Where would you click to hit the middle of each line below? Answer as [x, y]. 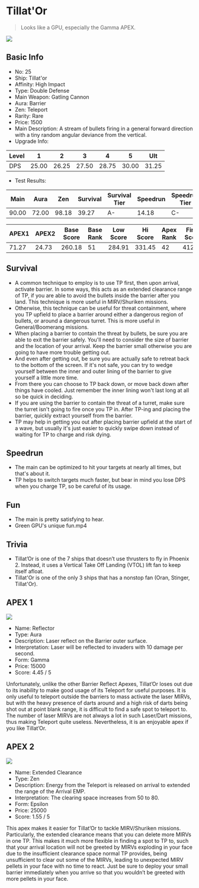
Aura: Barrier [30, 103]
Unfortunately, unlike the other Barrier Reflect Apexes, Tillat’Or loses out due [99, 684]
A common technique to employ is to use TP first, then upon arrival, [97, 283]
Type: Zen [27, 779]
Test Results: [30, 180]
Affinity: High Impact [40, 84]
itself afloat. [29, 571]
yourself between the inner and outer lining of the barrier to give [93, 371]
